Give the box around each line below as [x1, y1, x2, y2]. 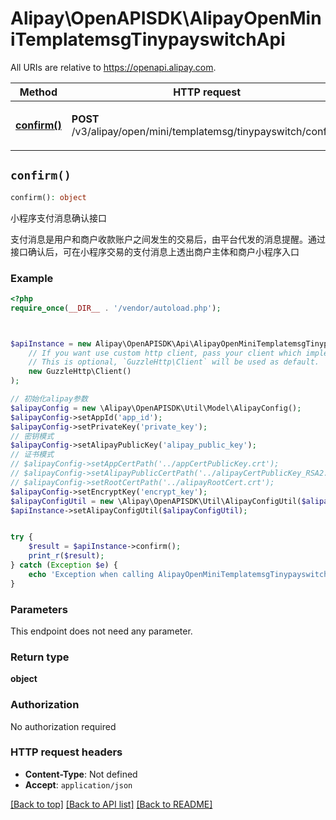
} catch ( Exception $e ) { [10, 560, 118, 571]
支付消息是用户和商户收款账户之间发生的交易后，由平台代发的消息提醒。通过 [10, 233, 326, 245]
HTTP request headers [10, 745, 123, 759]
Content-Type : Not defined [24, 768, 138, 780]
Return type [10, 650, 70, 664]
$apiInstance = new [10, 338, 92, 349]
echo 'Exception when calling [28, 569, 155, 579]
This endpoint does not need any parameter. [10, 625, 193, 637]
